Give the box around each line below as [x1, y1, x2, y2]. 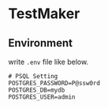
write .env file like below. [8, 57, 89, 66]
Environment [8, 36, 73, 50]
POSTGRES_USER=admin [8, 93, 76, 101]
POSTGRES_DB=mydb [8, 86, 65, 94]
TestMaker [8, 5, 80, 23]
